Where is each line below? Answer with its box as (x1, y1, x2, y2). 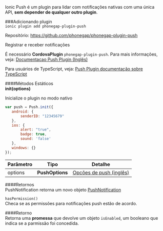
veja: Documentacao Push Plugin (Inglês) (5, 57, 88, 62)
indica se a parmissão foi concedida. (5, 220, 79, 226)
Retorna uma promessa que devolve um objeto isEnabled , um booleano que (5, 215, 159, 221)
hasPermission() (5, 196, 38, 201)
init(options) (5, 86, 31, 92)
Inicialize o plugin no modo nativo (5, 95, 73, 101)
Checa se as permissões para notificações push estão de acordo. (5, 200, 138, 206)
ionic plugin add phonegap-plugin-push (5, 24, 86, 29)
